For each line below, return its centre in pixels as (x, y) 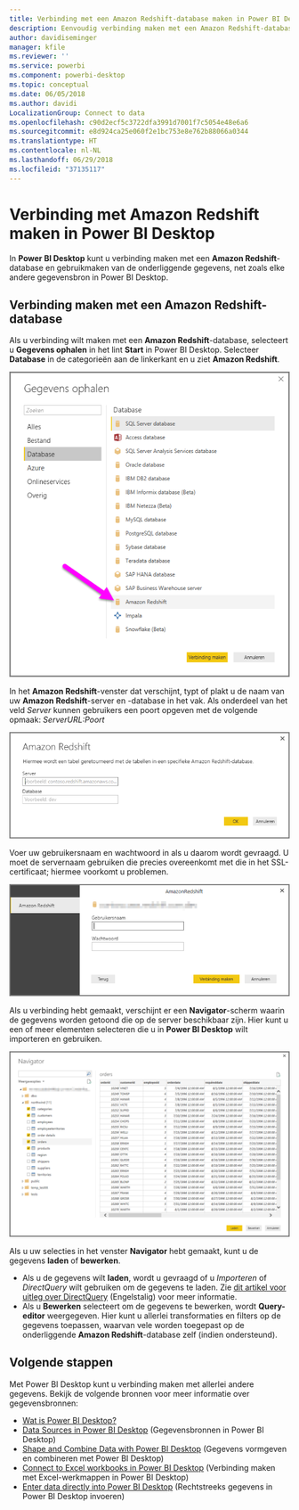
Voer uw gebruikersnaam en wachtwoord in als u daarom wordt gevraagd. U (149, 852)
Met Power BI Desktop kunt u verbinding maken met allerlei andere (132, 1384)
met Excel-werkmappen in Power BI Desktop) (105, 1477)
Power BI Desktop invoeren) (73, 1496)
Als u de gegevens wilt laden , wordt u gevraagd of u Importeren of (144, 1277)
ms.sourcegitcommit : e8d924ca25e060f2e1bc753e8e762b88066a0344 (129, 132)
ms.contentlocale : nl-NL (55, 151)
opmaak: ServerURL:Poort (57, 719)
